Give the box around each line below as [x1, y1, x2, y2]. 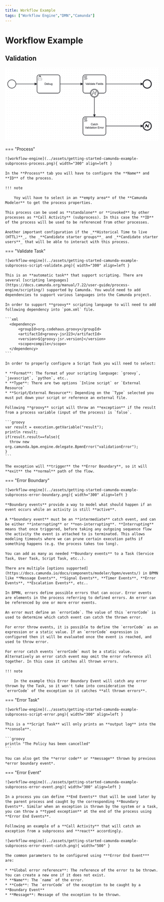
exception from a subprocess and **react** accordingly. [5, 829, 123, 834]
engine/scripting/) [5, 288, 45, 293]
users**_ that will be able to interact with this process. [5, 240, 130, 244]
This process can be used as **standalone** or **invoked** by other [5, 210, 150, 215]
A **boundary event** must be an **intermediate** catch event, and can [5, 517, 156, 522]
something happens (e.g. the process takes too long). [5, 541, 119, 546]
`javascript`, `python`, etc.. [5, 376, 69, 381]
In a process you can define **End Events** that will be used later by [5, 794, 156, 800]
